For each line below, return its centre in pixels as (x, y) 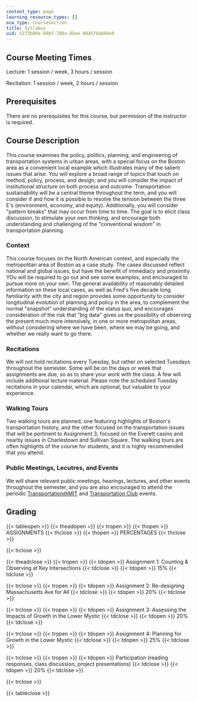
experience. (21, 393)
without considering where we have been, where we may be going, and (93, 327)
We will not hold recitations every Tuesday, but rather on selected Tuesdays (98, 362)
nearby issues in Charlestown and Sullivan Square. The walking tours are (95, 440)
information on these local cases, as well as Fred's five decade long (88, 289)
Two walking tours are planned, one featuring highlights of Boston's (88, 421)
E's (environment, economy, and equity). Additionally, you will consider (92, 205)
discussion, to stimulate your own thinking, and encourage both (83, 218)
